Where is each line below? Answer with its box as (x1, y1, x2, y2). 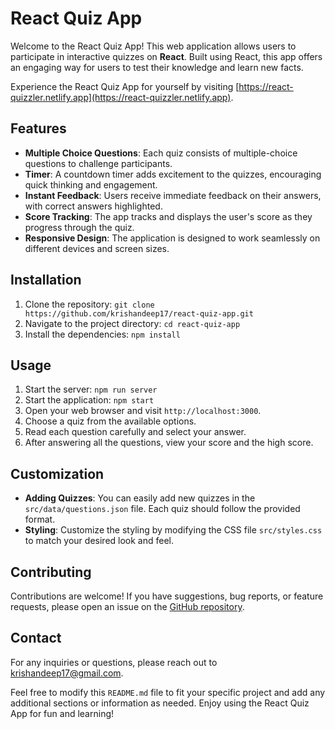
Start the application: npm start (24, 394, 155, 406)
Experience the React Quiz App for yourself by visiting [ (10, 80, 240, 92)
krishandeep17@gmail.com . (10, 667, 124, 679)
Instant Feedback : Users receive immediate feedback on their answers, (24, 189, 322, 201)
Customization (10, 465, 105, 482)
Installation (10, 272, 82, 289)
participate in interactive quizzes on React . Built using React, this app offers (10, 50, 323, 62)
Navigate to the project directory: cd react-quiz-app (24, 317, 241, 329)
